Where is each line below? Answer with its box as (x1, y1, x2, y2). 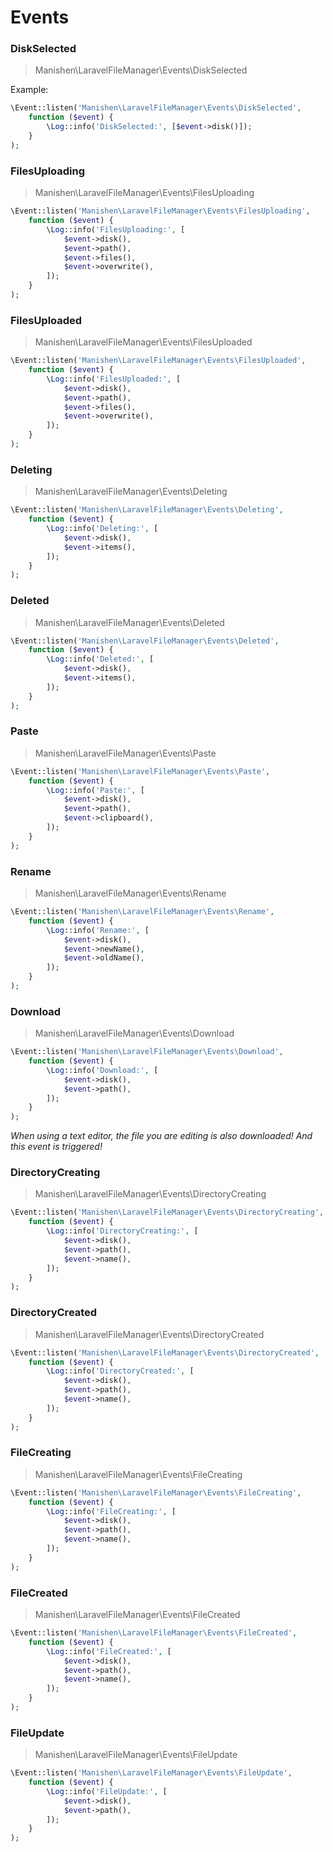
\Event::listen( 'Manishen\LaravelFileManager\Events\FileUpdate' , (10, 1768, 293, 1778)
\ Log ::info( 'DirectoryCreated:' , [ (46, 1366, 195, 1376)
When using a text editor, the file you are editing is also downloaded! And (10, 1130, 313, 1142)
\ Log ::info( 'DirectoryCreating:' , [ (46, 1226, 199, 1236)
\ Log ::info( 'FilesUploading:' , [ (46, 224, 186, 235)
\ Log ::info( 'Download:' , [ (46, 1065, 159, 1075)
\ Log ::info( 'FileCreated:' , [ (46, 1646, 172, 1656)
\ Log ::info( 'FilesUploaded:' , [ (46, 374, 182, 384)
